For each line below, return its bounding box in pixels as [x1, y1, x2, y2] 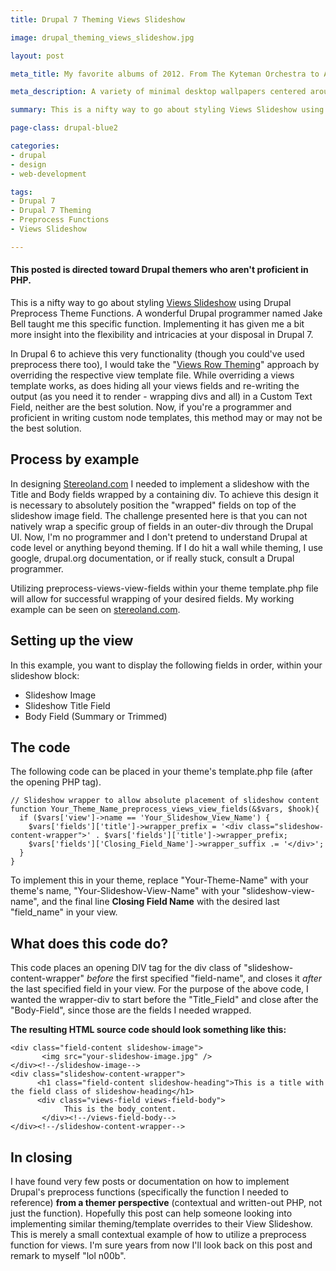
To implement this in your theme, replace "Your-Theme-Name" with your [10, 874, 309, 886]
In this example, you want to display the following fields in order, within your [10, 659, 323, 671]
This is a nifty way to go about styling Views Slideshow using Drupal [10, 296, 292, 308]
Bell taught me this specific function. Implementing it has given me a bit [10, 317, 305, 330]
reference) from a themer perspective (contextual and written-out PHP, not [10, 1197, 323, 1209]
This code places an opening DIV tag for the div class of [10, 962, 242, 974]
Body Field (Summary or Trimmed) [24, 710, 168, 722]
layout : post [10, 51, 65, 61]
